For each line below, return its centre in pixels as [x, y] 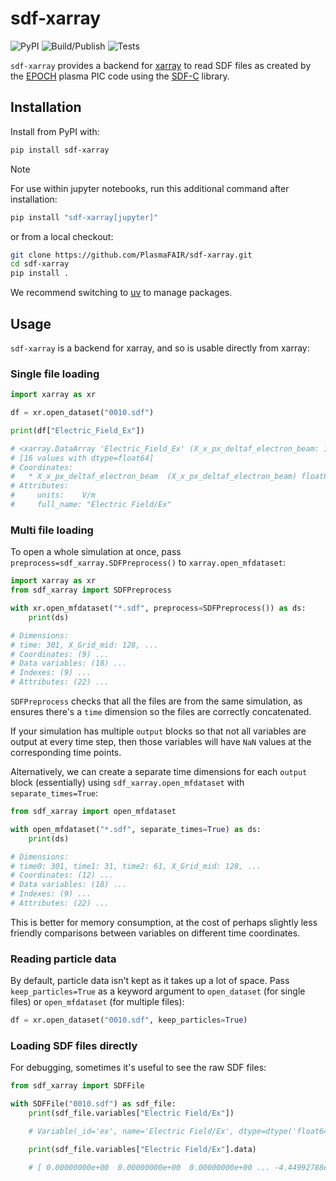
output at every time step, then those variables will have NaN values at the [161, 742]
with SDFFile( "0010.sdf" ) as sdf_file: [93, 1104]
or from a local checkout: [62, 236]
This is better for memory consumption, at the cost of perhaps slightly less [164, 922]
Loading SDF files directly [74, 1045]
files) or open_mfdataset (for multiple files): [97, 1002]
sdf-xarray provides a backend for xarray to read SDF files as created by [161, 65]
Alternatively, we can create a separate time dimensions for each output [159, 772]
